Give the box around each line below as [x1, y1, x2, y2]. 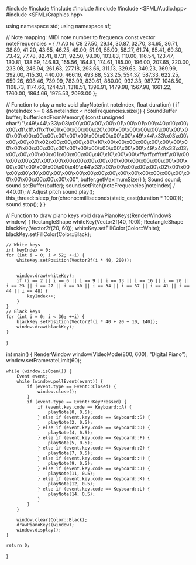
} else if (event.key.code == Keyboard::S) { [37, 415, 150, 420]
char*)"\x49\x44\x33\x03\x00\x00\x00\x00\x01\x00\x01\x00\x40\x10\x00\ [6, 120, 188, 126]
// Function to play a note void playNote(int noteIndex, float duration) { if [6, 101, 180, 108]
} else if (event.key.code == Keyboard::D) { [37, 424, 150, 430]
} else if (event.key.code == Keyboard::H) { [37, 456, 150, 461]
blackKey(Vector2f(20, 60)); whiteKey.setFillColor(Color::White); [6, 225, 161, 231]
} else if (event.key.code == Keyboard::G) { [37, 445, 150, 451]
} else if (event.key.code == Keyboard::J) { [37, 465, 150, 471]
